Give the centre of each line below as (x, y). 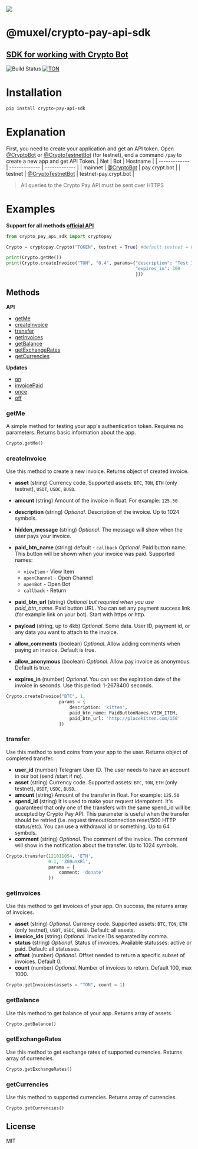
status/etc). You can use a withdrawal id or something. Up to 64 (92, 826)
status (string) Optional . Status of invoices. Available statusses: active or (103, 943)
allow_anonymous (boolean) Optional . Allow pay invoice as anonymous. (103, 662)
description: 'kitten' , (98, 707)
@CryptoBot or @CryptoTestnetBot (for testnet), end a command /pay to (94, 155)
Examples (31, 209)
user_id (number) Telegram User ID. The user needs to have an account (102, 770)
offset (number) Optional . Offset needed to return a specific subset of (100, 955)
